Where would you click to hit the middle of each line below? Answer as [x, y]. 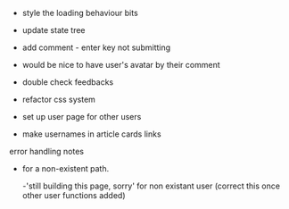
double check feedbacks [68, 82]
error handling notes [47, 151]
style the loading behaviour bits [80, 13]
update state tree [54, 30]
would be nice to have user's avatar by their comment [121, 65]
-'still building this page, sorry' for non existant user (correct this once [151, 186]
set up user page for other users [82, 117]
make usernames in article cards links [92, 134]
